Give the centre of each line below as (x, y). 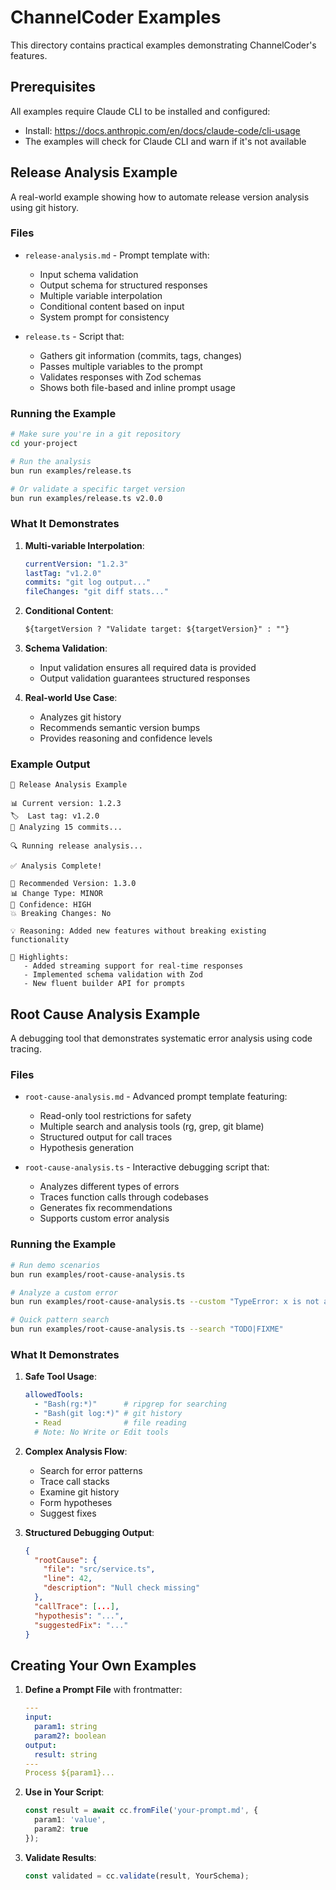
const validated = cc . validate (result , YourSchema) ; (137, 1876)
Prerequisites (53, 87)
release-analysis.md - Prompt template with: (117, 255)
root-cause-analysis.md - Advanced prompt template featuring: (156, 1097)
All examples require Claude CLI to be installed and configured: (140, 111)
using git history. (45, 207)
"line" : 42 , (68, 1579)
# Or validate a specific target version (98, 489)
